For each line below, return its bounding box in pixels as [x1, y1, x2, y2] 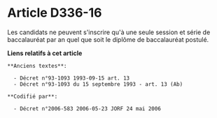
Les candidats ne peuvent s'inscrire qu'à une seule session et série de [7, 28, 211, 36]
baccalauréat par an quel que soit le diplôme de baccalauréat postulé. [7, 35, 209, 43]
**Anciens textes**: [7, 62, 68, 69]
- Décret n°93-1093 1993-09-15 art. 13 [13, 75, 130, 82]
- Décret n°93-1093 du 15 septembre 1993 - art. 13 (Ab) [13, 80, 183, 88]
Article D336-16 [7, 5, 102, 21]
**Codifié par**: [7, 93, 58, 100]
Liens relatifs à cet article [7, 49, 83, 57]
